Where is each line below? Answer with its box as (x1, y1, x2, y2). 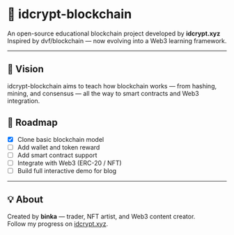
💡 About (7, 194, 44, 206)
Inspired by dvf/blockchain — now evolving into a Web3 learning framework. (7, 36, 227, 44)
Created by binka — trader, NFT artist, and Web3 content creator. (7, 212, 196, 220)
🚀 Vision (7, 63, 44, 75)
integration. (7, 97, 40, 105)
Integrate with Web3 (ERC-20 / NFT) (17, 159, 122, 167)
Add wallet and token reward (17, 143, 100, 152)
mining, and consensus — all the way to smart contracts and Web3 (7, 89, 200, 97)
